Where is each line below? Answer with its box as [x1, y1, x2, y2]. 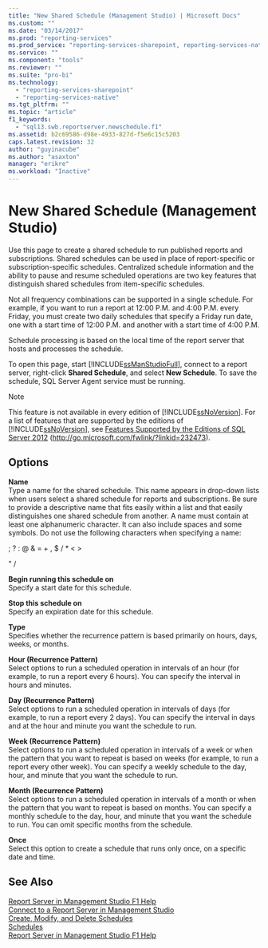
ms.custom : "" [8, 19, 56, 27]
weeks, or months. [8, 639, 69, 649]
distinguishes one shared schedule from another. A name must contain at [8, 511, 249, 520]
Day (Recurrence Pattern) [8, 695, 95, 705]
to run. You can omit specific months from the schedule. [8, 820, 193, 829]
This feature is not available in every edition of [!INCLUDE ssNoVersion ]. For [8, 407, 256, 417]
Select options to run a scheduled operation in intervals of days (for [8, 704, 231, 713]
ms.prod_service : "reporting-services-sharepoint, [8, 41, 180, 49]
